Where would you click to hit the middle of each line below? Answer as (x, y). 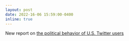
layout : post (19, 10)
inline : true (19, 19)
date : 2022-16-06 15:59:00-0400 (39, 14)
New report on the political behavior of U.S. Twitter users (64, 33)
